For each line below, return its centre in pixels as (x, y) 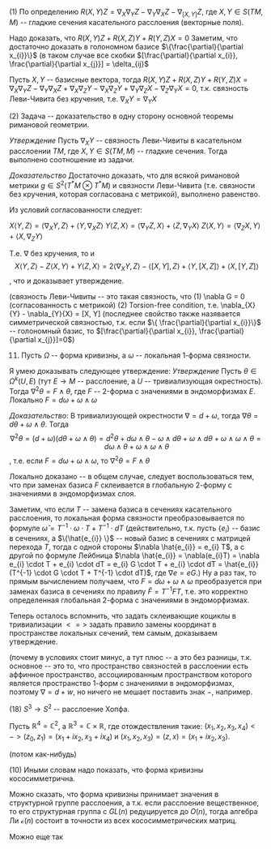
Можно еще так (36, 836)
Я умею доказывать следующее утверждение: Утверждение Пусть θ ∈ (133, 371)
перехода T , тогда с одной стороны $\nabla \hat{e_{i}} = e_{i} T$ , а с (127, 547)
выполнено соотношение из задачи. (72, 160)
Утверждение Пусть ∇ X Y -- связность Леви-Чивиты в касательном (125, 141)
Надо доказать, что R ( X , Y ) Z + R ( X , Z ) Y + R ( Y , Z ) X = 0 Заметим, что (123, 38)
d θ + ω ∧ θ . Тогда (39, 424)
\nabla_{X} (238, 305)
